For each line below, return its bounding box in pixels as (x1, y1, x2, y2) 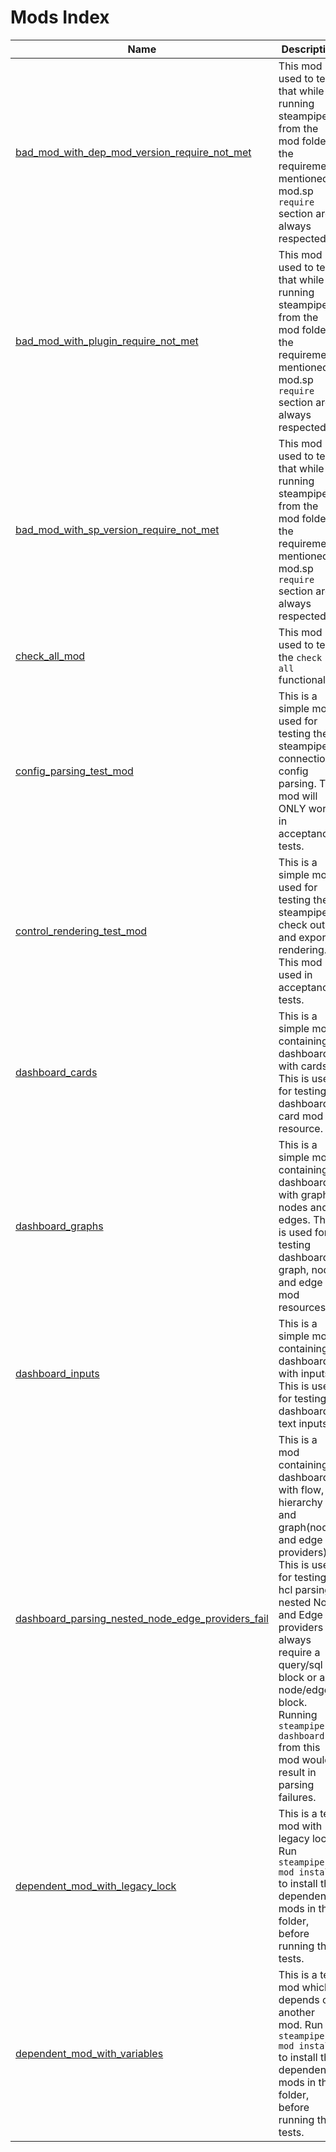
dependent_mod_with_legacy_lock (15, 1879, 177, 1893)
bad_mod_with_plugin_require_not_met (15, 334, 199, 348)
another (278, 2005, 315, 2019)
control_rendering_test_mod (15, 924, 148, 938)
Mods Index (10, 6, 110, 29)
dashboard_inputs (15, 1366, 100, 1380)
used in (278, 967, 313, 981)
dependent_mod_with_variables (15, 2046, 164, 2060)
